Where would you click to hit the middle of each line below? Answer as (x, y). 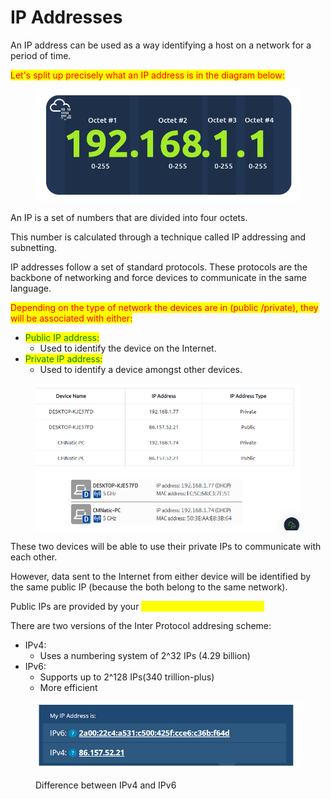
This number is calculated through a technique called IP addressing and (158, 237)
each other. (34, 557)
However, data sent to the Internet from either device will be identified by (161, 576)
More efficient (68, 687)
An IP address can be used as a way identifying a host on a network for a (161, 45)
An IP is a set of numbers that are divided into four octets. (129, 217)
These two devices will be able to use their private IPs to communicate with (166, 546)
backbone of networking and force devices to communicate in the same (158, 277)
